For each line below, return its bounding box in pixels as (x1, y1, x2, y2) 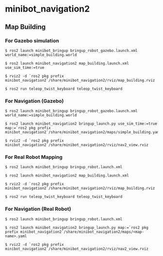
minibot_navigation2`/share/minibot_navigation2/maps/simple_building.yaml (5, 130, 162, 135)
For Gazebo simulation (5, 37, 59, 44)
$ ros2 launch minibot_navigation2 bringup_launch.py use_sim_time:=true (5, 121, 158, 127)
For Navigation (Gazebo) (5, 97, 64, 104)
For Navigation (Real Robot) (5, 206, 71, 212)
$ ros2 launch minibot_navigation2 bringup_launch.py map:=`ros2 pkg (5, 225, 149, 230)
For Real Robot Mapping (5, 154, 63, 160)
